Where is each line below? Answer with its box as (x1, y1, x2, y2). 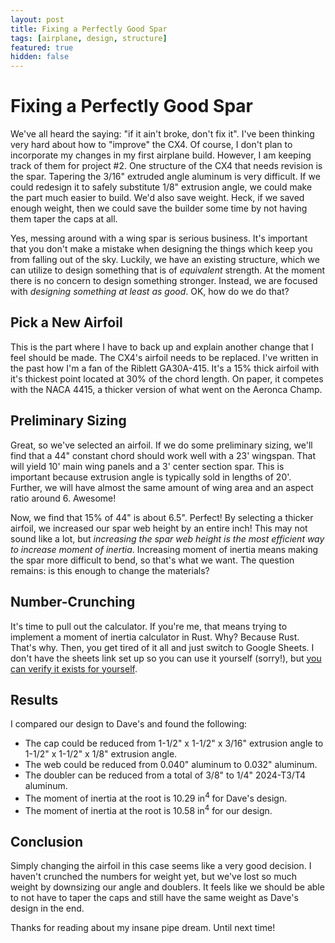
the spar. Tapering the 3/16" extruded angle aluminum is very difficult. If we (10, 171, 321, 183)
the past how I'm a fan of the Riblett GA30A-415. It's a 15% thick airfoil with (10, 362, 320, 374)
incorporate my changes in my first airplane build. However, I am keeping (10, 149, 312, 161)
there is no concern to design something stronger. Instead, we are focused (10, 275, 318, 287)
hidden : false (10, 52, 70, 62)
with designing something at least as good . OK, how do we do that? (10, 286, 290, 298)
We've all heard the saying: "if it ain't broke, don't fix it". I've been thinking (10, 128, 315, 140)
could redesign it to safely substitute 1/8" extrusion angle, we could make (10, 181, 313, 193)
